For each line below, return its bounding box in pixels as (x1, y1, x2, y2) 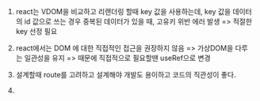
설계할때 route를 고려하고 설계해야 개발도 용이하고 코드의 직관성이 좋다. (15, 70, 236, 79)
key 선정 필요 (15, 27, 58, 36)
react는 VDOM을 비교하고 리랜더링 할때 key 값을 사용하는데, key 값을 (15, 7, 231, 16)
